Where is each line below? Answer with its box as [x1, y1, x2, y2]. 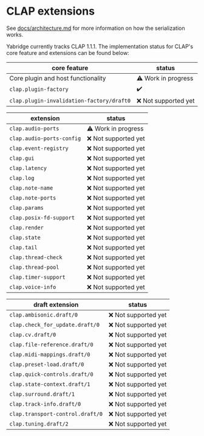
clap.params [9, 204, 44, 211]
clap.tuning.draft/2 [9, 420, 69, 427]
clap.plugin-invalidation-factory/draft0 [9, 97, 131, 104]
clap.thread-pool [9, 263, 59, 271]
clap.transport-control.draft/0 [9, 410, 103, 417]
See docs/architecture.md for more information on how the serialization [6, 24, 185, 32]
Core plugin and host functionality [9, 74, 106, 82]
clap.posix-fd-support [9, 214, 75, 221]
